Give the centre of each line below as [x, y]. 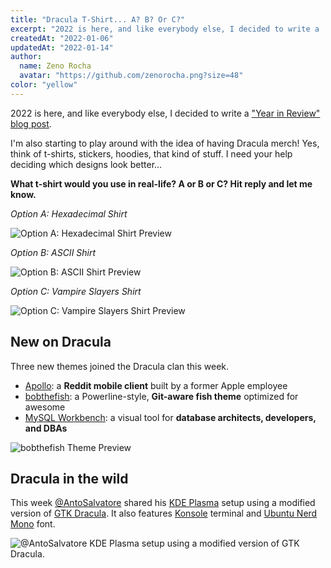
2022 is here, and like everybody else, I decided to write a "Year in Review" [165, 113]
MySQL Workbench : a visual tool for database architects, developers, [170, 417]
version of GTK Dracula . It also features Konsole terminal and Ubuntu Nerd [164, 513]
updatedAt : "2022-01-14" [62, 47]
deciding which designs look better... [86, 164]
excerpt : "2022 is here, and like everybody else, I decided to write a [165, 29]
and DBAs [46, 428]
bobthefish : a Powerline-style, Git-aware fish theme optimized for [161, 396]
